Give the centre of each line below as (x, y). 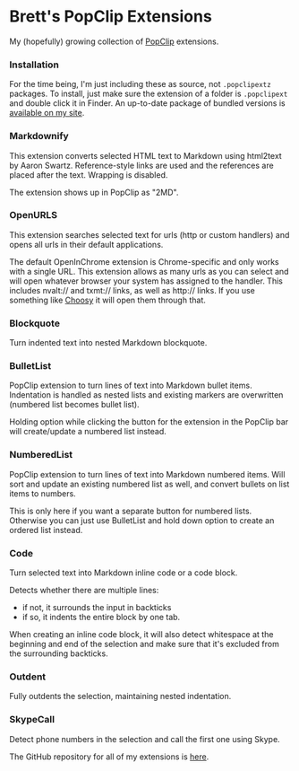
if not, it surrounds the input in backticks (97, 608)
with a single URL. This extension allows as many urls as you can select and (149, 271)
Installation (34, 65)
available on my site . (47, 113)
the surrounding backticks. (59, 653)
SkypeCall (32, 720)
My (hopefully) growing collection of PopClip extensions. (114, 41)
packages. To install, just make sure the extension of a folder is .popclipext (149, 94)
